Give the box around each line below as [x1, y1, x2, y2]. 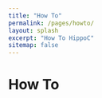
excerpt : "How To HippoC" [8, 33, 94, 42]
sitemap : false [8, 41, 59, 49]
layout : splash [8, 26, 59, 34]
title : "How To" [8, 11, 62, 20]
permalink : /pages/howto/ [8, 19, 94, 27]
